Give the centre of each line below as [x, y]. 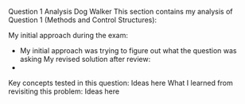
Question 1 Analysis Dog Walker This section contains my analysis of [121, 12]
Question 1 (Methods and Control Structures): [83, 20]
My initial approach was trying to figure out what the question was [128, 50]
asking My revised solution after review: [85, 59]
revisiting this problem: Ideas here [64, 91]
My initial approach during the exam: [68, 35]
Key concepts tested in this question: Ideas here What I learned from [121, 83]
